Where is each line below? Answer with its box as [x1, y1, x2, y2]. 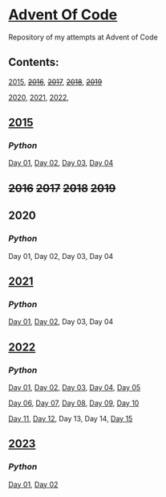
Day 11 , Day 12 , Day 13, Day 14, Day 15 [8, 413, 133, 423]
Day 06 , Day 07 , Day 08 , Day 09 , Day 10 [8, 398, 140, 408]
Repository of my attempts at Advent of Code [8, 32, 158, 42]
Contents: [8, 55, 59, 69]
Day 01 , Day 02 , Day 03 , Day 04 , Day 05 [8, 382, 141, 392]
